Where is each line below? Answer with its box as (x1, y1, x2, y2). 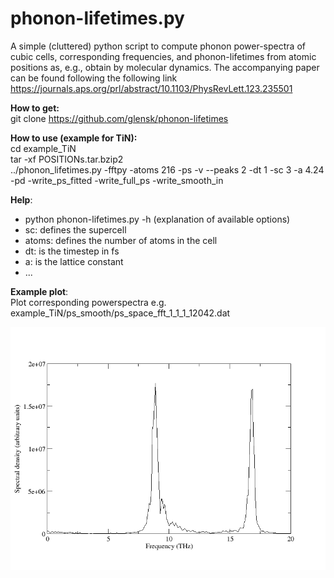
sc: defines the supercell (24, 223, 127, 236)
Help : (10, 193, 33, 206)
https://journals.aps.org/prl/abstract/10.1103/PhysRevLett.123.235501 (10, 82, 293, 94)
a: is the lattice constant (24, 255, 124, 267)
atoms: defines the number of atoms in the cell (24, 234, 218, 246)
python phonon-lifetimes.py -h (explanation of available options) (24, 213, 291, 225)
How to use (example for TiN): (10, 132, 138, 144)
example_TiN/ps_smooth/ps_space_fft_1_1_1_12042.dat (10, 307, 231, 319)
